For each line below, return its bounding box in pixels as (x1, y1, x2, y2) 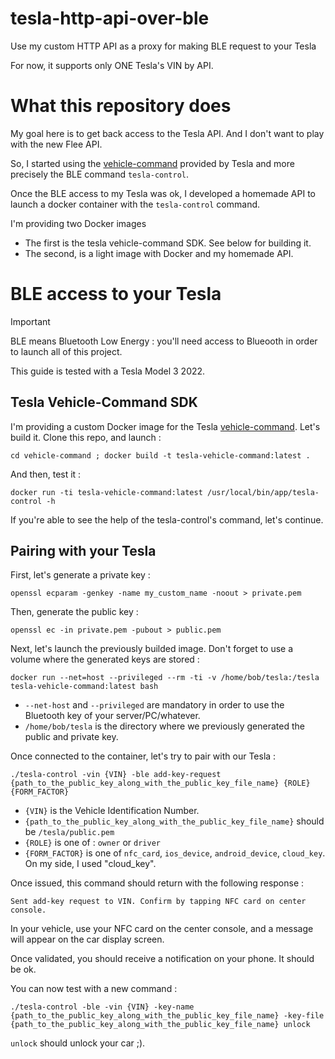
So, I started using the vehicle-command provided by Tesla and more (10, 157, 295, 169)
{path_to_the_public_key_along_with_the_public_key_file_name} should (24, 815, 325, 827)
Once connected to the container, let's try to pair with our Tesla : (10, 750, 277, 762)
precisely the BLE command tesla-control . (10, 168, 190, 180)
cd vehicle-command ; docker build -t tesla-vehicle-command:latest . (10, 450, 311, 461)
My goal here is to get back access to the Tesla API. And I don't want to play (10, 127, 325, 139)
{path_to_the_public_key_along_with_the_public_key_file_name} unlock (10, 1020, 311, 1030)
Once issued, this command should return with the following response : (10, 877, 305, 889)
